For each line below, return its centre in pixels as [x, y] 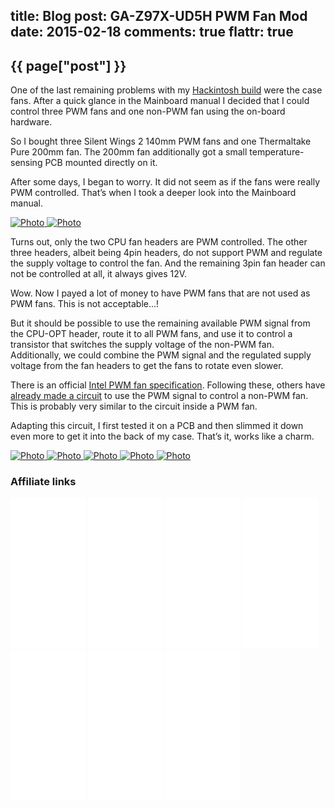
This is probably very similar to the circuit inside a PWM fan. [134, 406]
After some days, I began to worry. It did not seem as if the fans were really [165, 182]
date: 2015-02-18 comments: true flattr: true [152, 32]
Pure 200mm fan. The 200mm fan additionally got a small [129, 152]
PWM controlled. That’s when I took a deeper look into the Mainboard [153, 193]
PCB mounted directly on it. [101, 163]
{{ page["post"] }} [68, 65]
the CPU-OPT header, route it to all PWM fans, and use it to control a [151, 334]
